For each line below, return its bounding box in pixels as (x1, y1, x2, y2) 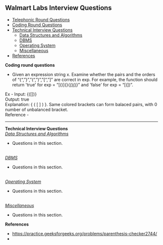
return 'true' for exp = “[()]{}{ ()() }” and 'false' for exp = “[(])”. (12, 82, 133, 88)
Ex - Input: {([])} (5, 91, 37, 97)
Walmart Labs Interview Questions (5, 4, 112, 12)
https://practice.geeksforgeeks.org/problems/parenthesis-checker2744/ (12, 230, 157, 236)
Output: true (5, 96, 30, 102)
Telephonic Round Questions (12, 16, 70, 22)
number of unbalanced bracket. (5, 107, 68, 112)
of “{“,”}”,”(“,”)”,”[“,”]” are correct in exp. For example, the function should (12, 77, 158, 82)
